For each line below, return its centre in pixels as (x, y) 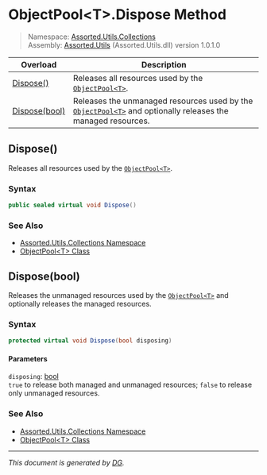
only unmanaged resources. (54, 393)
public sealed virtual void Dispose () (72, 205)
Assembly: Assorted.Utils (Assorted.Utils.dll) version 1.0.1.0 (124, 44)
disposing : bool (34, 377)
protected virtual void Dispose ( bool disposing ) (90, 341)
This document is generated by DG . (66, 462)
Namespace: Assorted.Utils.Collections (92, 37)
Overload (39, 64)
